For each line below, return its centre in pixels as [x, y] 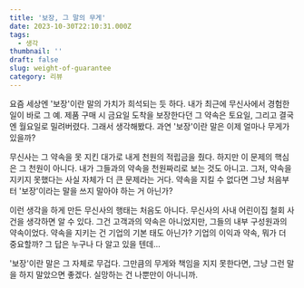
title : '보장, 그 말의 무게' [58, 18]
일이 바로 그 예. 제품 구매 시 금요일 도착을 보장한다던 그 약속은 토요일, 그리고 [143, 115]
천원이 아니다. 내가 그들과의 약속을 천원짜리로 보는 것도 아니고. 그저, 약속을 [160, 168]
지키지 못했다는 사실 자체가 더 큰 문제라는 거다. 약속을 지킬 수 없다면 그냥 [137, 179]
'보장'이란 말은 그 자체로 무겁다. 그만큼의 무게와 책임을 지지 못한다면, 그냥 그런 [147, 263]
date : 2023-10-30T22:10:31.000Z [70, 26]
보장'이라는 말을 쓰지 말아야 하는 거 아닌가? [97, 190]
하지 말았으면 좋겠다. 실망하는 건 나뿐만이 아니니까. [108, 274]
